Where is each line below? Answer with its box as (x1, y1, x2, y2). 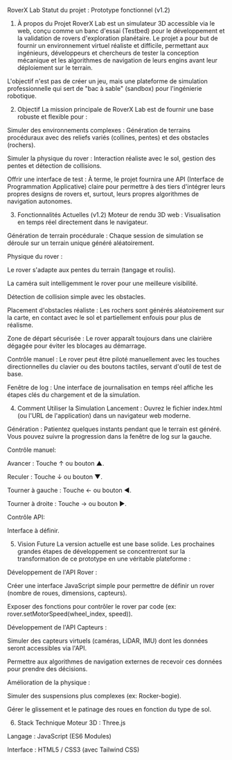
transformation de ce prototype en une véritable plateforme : (17, 555, 191, 563)
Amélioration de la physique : (7, 678, 91, 686)
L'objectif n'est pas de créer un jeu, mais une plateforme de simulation (7, 77, 208, 85)
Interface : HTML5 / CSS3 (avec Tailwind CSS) (7, 745, 140, 754)
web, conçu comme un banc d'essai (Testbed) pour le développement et (17, 27, 225, 35)
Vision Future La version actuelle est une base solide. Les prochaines (17, 540, 215, 548)
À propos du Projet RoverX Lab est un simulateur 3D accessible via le (17, 19, 215, 27)
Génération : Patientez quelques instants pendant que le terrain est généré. (7, 425, 222, 433)
